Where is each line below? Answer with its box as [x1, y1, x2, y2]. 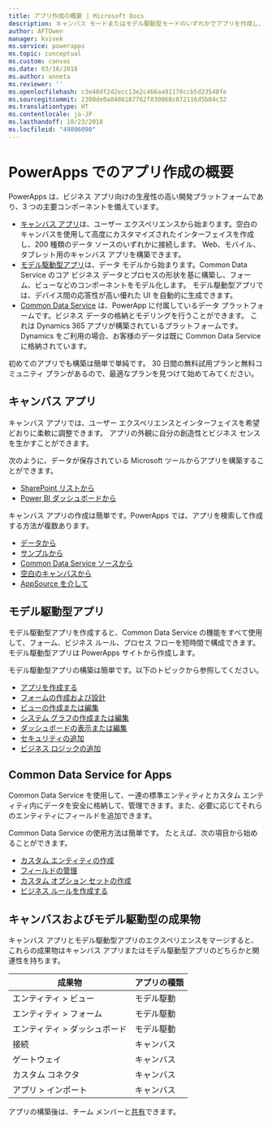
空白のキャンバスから [19, 568, 92, 578]
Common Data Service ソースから [19, 558, 134, 568]
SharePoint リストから [19, 483, 95, 492]
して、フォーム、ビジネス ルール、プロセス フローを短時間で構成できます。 [8, 638, 260, 648]
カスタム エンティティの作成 [19, 855, 115, 865]
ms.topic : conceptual [8, 50, 82, 58]
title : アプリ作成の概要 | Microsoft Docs [8, 11, 145, 20]
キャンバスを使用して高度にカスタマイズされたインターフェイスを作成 [19, 229, 254, 238]
